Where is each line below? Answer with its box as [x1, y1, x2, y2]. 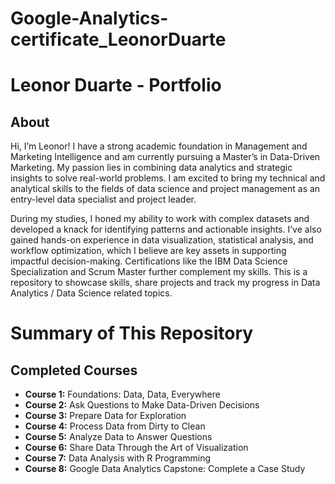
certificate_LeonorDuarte [10, 28, 227, 51]
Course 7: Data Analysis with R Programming [24, 452, 212, 464]
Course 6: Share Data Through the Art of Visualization [24, 442, 249, 454]
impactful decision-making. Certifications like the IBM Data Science [10, 255, 288, 267]
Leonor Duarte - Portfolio [10, 74, 222, 97]
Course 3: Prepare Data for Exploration [24, 410, 187, 422]
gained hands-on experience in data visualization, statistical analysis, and [10, 234, 314, 246]
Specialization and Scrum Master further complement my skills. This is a [10, 266, 308, 278]
